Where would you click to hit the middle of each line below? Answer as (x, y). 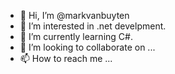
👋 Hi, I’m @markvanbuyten (74, 15)
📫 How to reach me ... (66, 58)
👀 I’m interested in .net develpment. (93, 26)
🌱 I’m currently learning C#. (76, 36)
